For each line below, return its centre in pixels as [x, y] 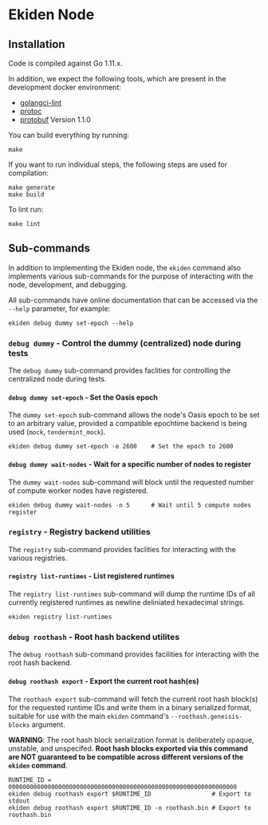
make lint [25, 224]
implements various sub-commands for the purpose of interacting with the [131, 276]
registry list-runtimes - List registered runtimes [92, 576]
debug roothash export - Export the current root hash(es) [104, 681]
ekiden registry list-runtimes [60, 617]
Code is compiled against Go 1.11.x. [65, 63]
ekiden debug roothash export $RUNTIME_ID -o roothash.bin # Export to [130, 807]
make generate [32, 187]
